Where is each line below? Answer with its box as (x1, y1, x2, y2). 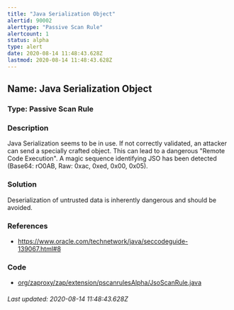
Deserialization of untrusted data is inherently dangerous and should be (7, 196, 217, 204)
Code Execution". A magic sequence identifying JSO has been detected (7, 154, 218, 163)
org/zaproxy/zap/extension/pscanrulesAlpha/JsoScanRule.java (17, 278, 202, 287)
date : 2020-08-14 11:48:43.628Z (7, 50, 103, 57)
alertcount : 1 (7, 30, 50, 38)
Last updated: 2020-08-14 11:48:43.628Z (7, 294, 129, 303)
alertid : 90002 (7, 17, 52, 24)
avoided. (7, 203, 33, 211)
